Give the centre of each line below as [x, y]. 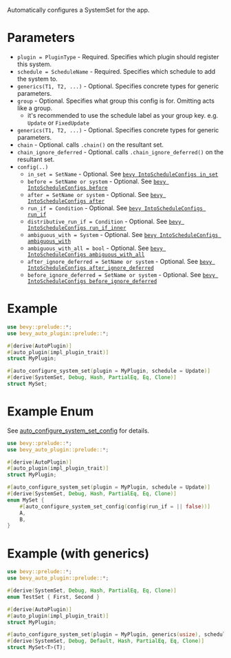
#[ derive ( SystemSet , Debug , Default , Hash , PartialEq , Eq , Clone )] [106, 641]
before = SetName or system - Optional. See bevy [97, 181]
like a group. [35, 108]
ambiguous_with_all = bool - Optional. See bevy [95, 248]
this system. [34, 64]
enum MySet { [26, 500]
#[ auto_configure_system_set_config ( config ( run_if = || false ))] [115, 506]
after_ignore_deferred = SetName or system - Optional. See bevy [120, 261]
